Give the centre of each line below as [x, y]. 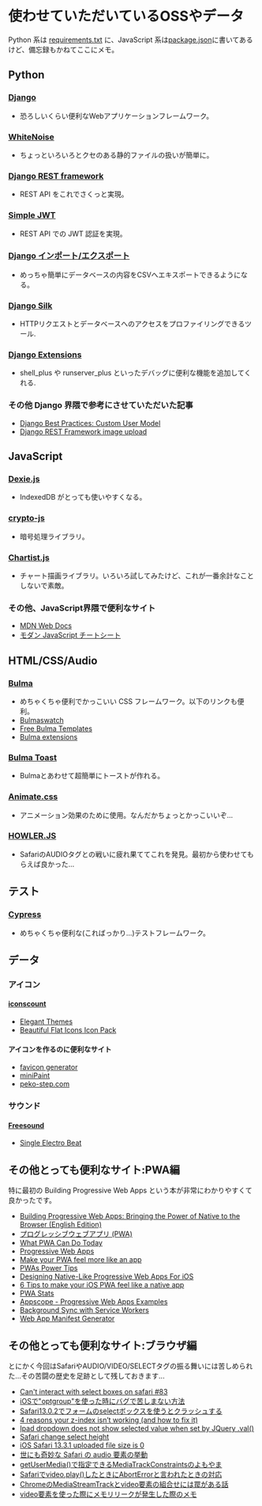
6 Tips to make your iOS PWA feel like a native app [102, 1285]
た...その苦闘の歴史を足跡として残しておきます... [86, 1376]
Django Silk [30, 306]
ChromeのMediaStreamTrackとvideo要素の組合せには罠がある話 [124, 1485]
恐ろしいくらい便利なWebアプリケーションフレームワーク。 [116, 116]
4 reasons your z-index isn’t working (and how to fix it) [109, 1420]
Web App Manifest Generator [67, 1318]
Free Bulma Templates [56, 728]
